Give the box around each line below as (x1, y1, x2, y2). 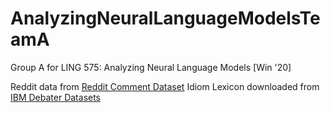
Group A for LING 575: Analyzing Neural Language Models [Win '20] (10, 61, 292, 73)
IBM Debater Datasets (10, 91, 102, 103)
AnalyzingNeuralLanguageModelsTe (10, 7, 321, 30)
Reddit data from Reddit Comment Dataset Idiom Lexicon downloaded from (10, 80, 320, 92)
